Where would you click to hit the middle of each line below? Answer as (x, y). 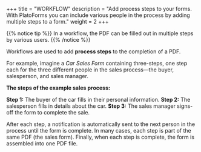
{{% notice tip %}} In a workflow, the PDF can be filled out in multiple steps (100, 33)
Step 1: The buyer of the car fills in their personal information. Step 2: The (98, 100)
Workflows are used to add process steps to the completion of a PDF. (94, 51)
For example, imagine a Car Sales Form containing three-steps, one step (97, 63)
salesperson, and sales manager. (48, 76)
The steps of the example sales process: (58, 88)
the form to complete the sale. (52, 112)
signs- (185, 106)
